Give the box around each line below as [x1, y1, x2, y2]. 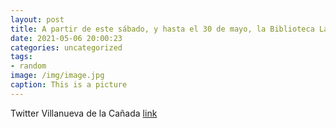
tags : [10, 52, 33, 62]
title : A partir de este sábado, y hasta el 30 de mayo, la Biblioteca [10, 24, 315, 34]
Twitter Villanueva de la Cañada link [10, 107, 158, 119]
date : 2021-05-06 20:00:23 [10, 33, 123, 43]
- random [10, 61, 47, 71]
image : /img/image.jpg [10, 71, 105, 81]
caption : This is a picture [10, 80, 128, 90]
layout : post [10, 14, 65, 25]
